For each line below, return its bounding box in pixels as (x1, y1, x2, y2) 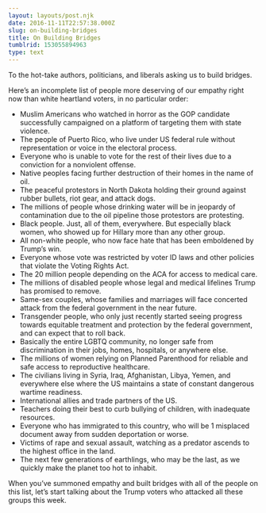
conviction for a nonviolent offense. (19, 160, 137, 169)
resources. (19, 413, 56, 422)
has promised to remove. (19, 286, 102, 296)
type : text (8, 48, 44, 56)
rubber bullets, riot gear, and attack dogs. (19, 193, 156, 203)
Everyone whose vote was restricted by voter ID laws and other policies (19, 253, 255, 262)
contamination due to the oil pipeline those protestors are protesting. (19, 211, 245, 220)
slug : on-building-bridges (8, 26, 98, 34)
